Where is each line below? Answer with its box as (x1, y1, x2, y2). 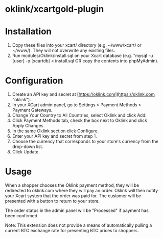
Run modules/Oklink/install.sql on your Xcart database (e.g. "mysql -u (12, 53, 153, 59)
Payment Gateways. (12, 107, 53, 113)
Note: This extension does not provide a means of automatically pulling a (5, 222, 152, 228)
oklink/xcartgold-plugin (5, 3, 104, 15)
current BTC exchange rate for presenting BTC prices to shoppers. (5, 228, 139, 233)
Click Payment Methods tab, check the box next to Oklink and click (12, 118, 147, 123)
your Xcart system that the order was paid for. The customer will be (5, 193, 141, 199)
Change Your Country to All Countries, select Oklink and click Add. (12, 112, 147, 119)
